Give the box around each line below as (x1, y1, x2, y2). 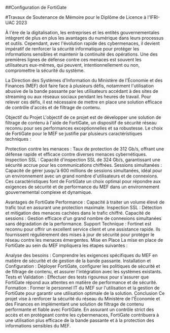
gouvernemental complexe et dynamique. (5, 189, 92, 195)
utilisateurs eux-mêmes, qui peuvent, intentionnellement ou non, (5, 62, 140, 68)
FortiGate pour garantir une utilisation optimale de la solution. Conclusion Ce (5, 290, 165, 296)
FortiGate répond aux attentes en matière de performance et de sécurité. (5, 279, 157, 285)
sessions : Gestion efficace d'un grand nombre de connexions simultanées (5, 215, 162, 221)
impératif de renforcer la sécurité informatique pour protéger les (5, 46, 140, 52)
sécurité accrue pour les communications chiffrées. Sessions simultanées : (5, 162, 162, 168)
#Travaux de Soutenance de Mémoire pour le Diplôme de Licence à (5, 14, 147, 20)
